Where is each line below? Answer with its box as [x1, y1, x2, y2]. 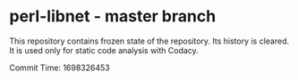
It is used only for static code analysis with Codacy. [9, 44, 199, 55]
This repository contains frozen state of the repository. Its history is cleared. [9, 36, 289, 46]
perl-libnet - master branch [9, 6, 217, 27]
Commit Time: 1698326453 [9, 62, 110, 73]
